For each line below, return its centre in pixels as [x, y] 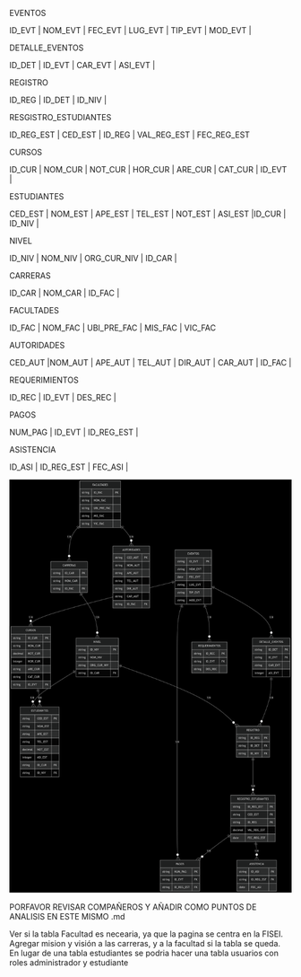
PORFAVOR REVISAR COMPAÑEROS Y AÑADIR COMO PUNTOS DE [133, 907]
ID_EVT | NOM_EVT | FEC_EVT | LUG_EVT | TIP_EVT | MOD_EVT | [131, 30]
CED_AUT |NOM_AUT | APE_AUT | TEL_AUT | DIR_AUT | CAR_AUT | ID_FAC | [150, 362]
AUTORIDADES [37, 345]
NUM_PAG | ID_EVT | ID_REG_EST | [74, 432]
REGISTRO [29, 83]
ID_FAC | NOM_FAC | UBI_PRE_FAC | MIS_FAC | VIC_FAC [113, 328]
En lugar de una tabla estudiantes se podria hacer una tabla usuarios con [144, 953]
